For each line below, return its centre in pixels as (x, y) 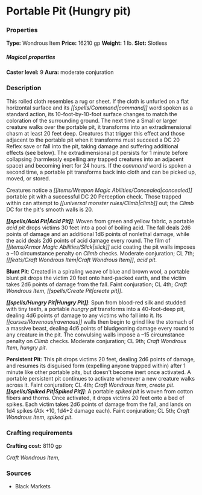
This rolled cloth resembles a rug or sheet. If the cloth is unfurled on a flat (98, 101)
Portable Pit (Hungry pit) (69, 11)
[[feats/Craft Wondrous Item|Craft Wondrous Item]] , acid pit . (82, 260)
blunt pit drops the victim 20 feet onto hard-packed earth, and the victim (96, 278)
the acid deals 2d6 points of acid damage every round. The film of (88, 240)
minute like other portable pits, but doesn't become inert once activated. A (99, 372)
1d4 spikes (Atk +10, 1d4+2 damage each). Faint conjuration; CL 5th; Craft (98, 410)
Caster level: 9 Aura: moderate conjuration (60, 72)
